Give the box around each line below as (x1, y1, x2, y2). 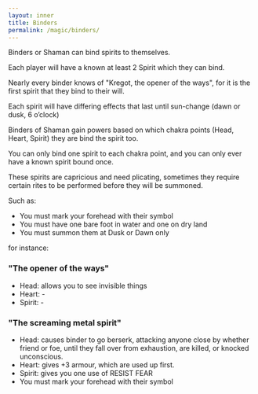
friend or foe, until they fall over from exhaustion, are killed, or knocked (19, 343, 249, 352)
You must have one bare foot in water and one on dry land (19, 219, 208, 229)
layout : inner (8, 11, 55, 20)
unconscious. (19, 352, 64, 361)
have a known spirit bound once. (8, 157, 114, 167)
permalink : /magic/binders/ (8, 26, 100, 34)
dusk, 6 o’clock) (8, 110, 60, 120)
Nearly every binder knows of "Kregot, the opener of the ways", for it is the (8, 78, 251, 87)
